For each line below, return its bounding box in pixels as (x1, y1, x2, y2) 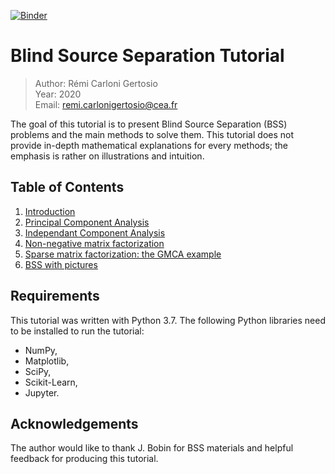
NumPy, (24, 344, 58, 356)
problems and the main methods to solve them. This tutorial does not (10, 128, 295, 140)
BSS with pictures (24, 258, 98, 270)
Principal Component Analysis (24, 216, 150, 228)
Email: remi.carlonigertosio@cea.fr (34, 98, 178, 110)
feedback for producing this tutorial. (10, 453, 159, 465)
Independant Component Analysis (24, 226, 166, 239)
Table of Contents (10, 179, 125, 196)
